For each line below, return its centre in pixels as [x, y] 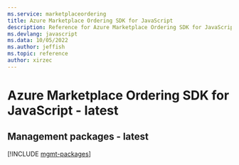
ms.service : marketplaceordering [57, 14]
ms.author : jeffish [36, 47]
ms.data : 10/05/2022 [38, 41]
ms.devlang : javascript [43, 34]
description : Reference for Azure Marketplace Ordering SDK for [105, 27]
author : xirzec [30, 60]
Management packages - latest [78, 137]
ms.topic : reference [38, 54]
